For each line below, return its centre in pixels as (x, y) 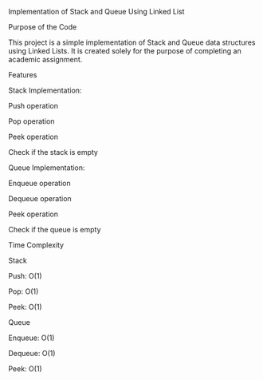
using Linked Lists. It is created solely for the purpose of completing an (125, 51)
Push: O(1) (25, 276)
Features (23, 75)
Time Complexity (36, 245)
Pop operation (31, 121)
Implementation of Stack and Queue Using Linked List (96, 12)
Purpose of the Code (43, 27)
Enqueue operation (39, 183)
